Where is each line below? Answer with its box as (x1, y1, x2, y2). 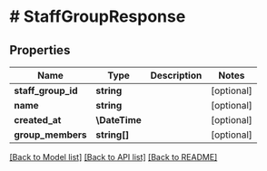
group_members (14, 128, 88, 141)
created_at (14, 114, 62, 126)
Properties (9, 43, 71, 58)
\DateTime (95, 114, 143, 126)
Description (150, 70, 203, 81)
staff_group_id (14, 84, 79, 97)
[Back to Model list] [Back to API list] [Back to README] (9, 152, 218, 162)
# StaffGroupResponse (9, 6, 186, 27)
